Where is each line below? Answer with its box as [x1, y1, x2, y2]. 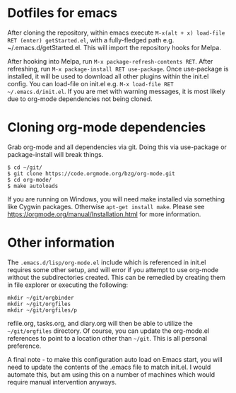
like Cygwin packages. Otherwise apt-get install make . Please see [7, 202, 205, 211]
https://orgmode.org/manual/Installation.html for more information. [7, 210, 201, 218]
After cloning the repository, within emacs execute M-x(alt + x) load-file [7, 28, 225, 37]
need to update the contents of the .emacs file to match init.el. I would [7, 363, 211, 371]
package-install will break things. [7, 150, 104, 158]
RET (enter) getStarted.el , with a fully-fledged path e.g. [7, 35, 175, 44]
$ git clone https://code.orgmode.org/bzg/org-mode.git [7, 170, 175, 177]
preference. [7, 341, 42, 350]
